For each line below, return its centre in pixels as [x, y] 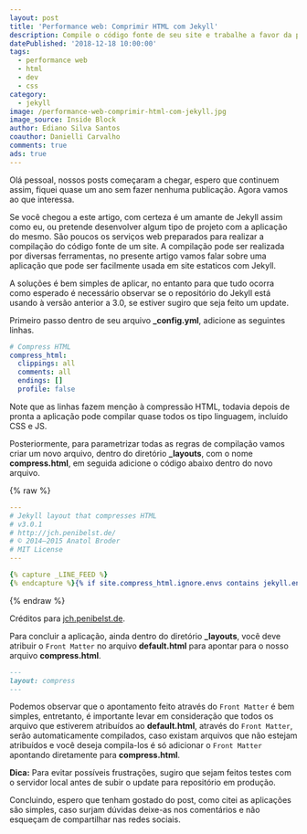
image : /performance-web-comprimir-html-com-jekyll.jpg [118, 111]
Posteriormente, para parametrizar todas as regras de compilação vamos [147, 443]
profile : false [47, 389]
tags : [20, 52]
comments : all [44, 372]
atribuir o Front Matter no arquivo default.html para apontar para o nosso [149, 646]
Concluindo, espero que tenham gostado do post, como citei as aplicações [151, 800]
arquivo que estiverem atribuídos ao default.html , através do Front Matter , [151, 726]
